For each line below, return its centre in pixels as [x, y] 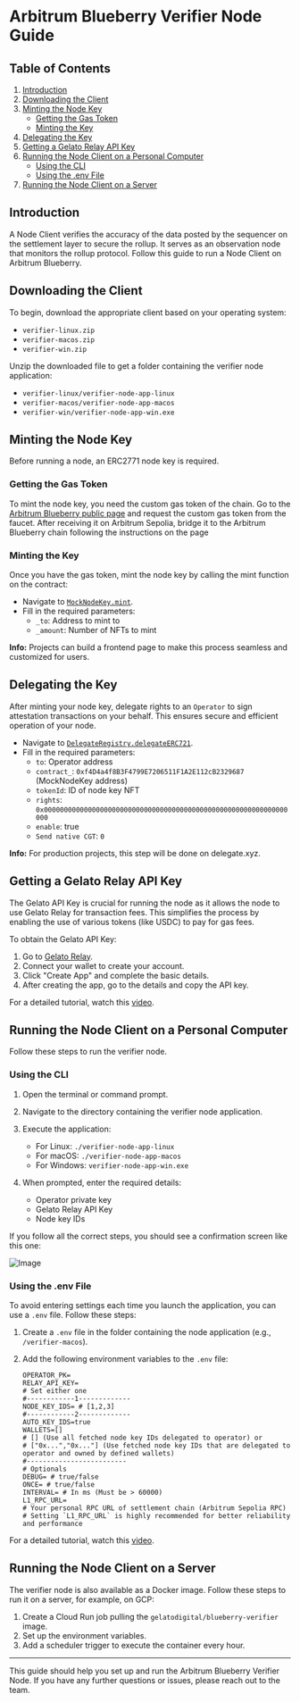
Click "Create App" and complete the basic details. [116, 975]
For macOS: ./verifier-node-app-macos [108, 1156]
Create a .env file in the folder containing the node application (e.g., [146, 1332]
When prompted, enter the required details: [102, 1182]
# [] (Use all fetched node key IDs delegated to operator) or [142, 1438]
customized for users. [50, 657]
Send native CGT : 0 [70, 836]
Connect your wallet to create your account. [103, 965]
